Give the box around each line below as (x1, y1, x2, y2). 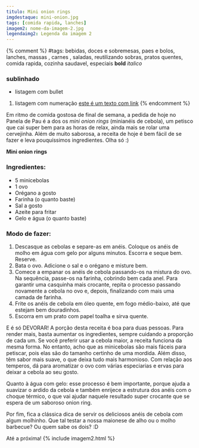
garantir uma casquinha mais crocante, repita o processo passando (14, 281, 181, 288)
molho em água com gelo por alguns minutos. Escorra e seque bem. (14, 250, 183, 257)
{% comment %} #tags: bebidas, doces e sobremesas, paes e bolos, (6, 47, 175, 54)
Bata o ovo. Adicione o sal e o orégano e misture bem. (14, 262, 148, 269)
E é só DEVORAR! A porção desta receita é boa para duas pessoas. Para (6, 324, 184, 331)
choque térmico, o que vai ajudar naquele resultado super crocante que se (6, 393, 190, 400)
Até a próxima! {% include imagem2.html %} (6, 435, 115, 442)
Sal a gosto (14, 202, 43, 209)
